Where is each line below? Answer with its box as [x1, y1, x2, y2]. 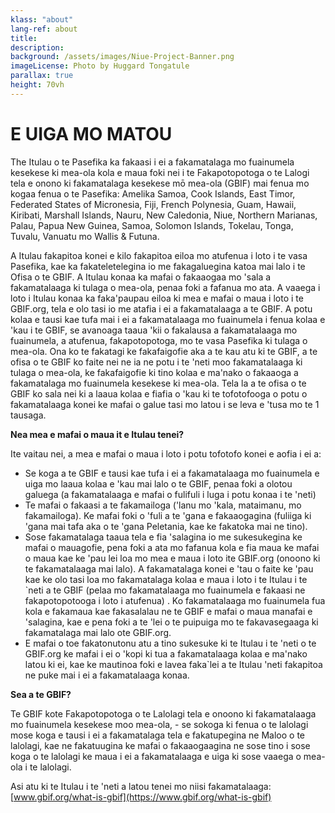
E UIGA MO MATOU [10, 122, 173, 145]
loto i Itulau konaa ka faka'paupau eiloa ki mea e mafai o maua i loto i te [10, 292, 304, 304]
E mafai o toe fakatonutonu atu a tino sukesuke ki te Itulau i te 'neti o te [24, 637, 317, 649]
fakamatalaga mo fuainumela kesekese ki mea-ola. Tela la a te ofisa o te [10, 377, 307, 389]
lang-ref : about [10, 24, 78, 34]
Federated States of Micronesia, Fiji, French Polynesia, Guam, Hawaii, [10, 198, 297, 210]
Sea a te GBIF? [10, 688, 72, 700]
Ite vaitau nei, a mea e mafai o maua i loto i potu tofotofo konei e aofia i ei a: [10, 447, 322, 460]
